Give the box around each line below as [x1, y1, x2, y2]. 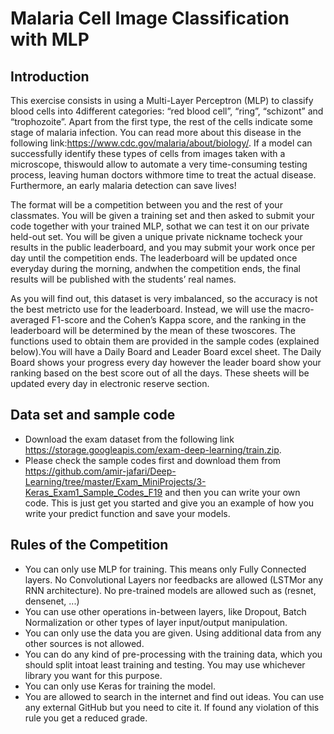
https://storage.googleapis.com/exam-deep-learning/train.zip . [24, 443, 282, 456]
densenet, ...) [24, 595, 80, 607]
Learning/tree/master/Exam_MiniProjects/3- [24, 475, 207, 487]
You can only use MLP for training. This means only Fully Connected [24, 563, 307, 575]
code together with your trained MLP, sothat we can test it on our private [10, 220, 310, 232]
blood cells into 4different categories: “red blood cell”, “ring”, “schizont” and [10, 105, 324, 117]
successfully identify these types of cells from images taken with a [10, 148, 286, 159]
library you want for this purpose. [24, 669, 163, 681]
